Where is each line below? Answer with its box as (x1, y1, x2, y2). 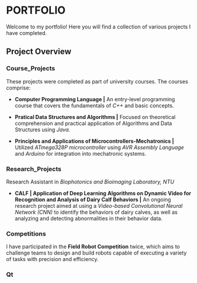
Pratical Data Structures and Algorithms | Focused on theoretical (14, 113, 176, 120)
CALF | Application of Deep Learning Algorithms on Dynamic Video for (14, 189, 192, 197)
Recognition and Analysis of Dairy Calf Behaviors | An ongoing (14, 196, 172, 203)
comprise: (6, 84, 31, 91)
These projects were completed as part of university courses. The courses (6, 78, 188, 85)
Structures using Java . (14, 126, 70, 133)
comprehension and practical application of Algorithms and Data (14, 120, 173, 127)
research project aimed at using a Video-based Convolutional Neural (14, 202, 183, 209)
